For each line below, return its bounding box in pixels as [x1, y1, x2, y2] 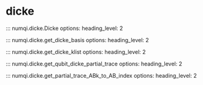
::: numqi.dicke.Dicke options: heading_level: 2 [6, 24, 123, 32]
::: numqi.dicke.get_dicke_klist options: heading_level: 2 [6, 48, 146, 56]
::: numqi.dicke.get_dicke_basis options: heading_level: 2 [6, 36, 150, 43]
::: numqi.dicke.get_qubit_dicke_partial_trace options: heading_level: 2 [6, 60, 182, 67]
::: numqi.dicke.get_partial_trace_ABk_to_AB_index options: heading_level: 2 [6, 72, 197, 79]
